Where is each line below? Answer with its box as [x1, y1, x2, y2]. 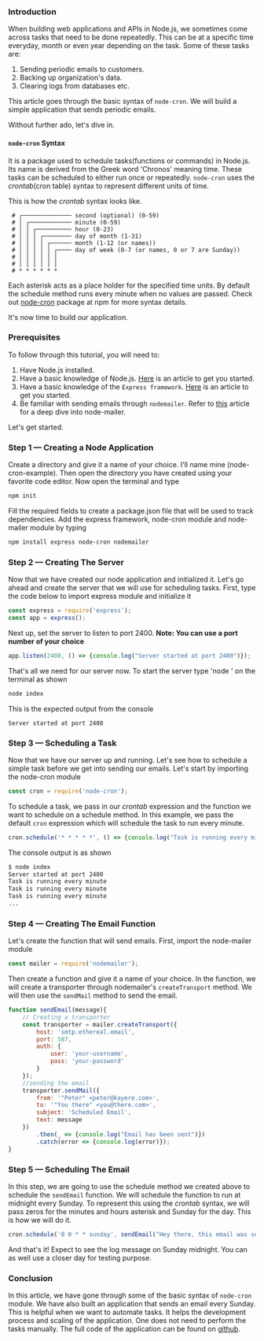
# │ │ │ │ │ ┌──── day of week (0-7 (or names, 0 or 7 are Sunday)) [11, 246, 241, 254]
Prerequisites [8, 332, 60, 343]
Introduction [8, 6, 57, 17]
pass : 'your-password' [49, 1057, 125, 1065]
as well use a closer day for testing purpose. [8, 1253, 152, 1262]
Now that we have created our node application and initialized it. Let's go [8, 574, 244, 585]
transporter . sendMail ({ [22, 1087, 101, 1094]
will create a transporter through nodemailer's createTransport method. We [8, 983, 253, 992]
